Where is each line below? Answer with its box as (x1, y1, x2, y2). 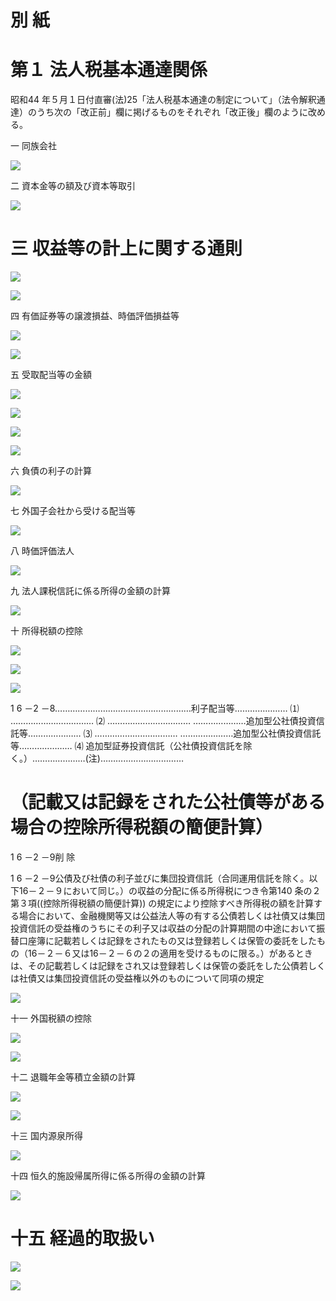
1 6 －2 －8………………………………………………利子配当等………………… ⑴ (10, 702, 300, 715)
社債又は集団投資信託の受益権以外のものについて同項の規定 (18, 972, 265, 984)
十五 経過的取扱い (10, 1227, 155, 1250)
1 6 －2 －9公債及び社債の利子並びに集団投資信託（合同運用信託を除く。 (10, 872, 310, 884)
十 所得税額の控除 (10, 625, 83, 637)
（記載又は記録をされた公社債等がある (10, 791, 327, 814)
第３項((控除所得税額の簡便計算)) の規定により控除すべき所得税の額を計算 (10, 897, 315, 909)
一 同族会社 (10, 140, 57, 152)
